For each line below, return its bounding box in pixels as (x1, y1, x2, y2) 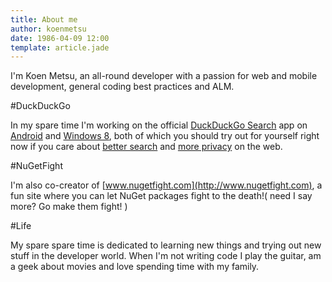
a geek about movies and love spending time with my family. (10, 261, 260, 273)
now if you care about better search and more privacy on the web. (10, 141, 283, 153)
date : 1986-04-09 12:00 (10, 33, 110, 43)
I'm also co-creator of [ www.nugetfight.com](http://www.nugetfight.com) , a (10, 179, 323, 191)
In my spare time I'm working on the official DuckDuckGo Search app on (10, 119, 308, 131)
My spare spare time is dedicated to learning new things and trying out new (10, 239, 322, 251)
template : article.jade (10, 42, 110, 53)
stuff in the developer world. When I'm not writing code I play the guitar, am (10, 250, 322, 262)
